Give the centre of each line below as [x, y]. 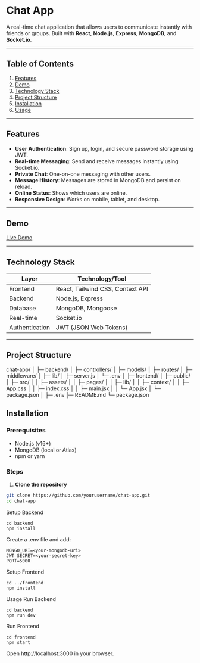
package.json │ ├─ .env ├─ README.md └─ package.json [78, 395]
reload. [24, 186]
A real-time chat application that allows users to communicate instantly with [99, 27]
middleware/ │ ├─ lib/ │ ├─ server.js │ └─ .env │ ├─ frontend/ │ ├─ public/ [98, 376]
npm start [18, 642]
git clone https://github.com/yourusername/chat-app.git [78, 495]
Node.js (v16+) [33, 443]
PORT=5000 [18, 561]
